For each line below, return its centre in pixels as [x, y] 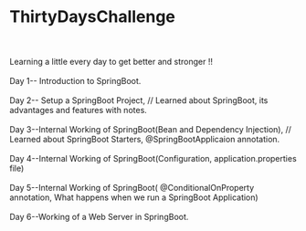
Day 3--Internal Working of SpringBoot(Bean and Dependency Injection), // [151, 129]
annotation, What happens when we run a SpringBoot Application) [134, 197]
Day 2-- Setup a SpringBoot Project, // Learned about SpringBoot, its [139, 100]
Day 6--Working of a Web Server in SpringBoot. [99, 216]
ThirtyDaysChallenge [93, 17]
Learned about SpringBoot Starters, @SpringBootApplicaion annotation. [145, 139]
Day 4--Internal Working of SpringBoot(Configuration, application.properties [153, 158]
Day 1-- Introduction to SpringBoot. [75, 80]
